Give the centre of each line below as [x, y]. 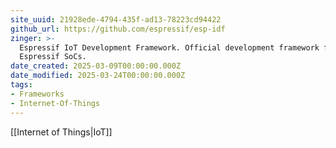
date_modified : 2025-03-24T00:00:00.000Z [98, 76]
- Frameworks [37, 94]
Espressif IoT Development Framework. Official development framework [169, 47]
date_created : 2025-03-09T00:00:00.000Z [96, 66]
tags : [21, 85]
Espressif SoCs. [53, 57]
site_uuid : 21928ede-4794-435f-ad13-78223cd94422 [116, 19]
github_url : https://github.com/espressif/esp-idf [118, 29]
